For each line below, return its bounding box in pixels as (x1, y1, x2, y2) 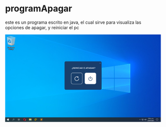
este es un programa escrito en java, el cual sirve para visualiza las (5, 19, 142, 25)
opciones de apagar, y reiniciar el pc (5, 24, 80, 30)
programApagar (5, 3, 73, 14)
